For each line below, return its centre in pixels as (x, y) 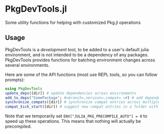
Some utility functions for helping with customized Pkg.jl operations (73, 22)
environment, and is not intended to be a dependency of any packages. (77, 55)
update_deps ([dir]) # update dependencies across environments (71, 93)
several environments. (27, 65)
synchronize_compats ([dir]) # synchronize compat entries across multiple (83, 102)
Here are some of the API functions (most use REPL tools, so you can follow (81, 75)
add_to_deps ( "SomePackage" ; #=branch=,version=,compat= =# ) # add (74, 98)
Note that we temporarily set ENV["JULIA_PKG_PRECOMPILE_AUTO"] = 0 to (76, 116)
